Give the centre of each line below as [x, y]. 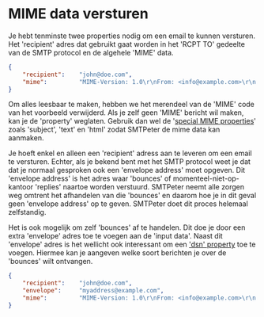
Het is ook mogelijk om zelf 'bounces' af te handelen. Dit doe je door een [127, 227]
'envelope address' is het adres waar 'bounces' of [90, 178]
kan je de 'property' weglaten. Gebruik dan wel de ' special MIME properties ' [132, 121]
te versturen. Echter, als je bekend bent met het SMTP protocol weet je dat [130, 162]
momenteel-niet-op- [206, 178]
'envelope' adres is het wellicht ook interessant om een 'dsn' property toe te [132, 244]
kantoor [21, 187]
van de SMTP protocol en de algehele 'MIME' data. [91, 52]
